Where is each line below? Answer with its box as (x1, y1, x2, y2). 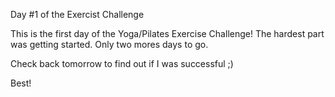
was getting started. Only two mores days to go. (10, 39, 209, 50)
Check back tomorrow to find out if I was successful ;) (10, 58, 234, 69)
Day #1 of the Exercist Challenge (10, 9, 145, 20)
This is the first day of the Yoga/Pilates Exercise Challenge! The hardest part (10, 28, 325, 39)
